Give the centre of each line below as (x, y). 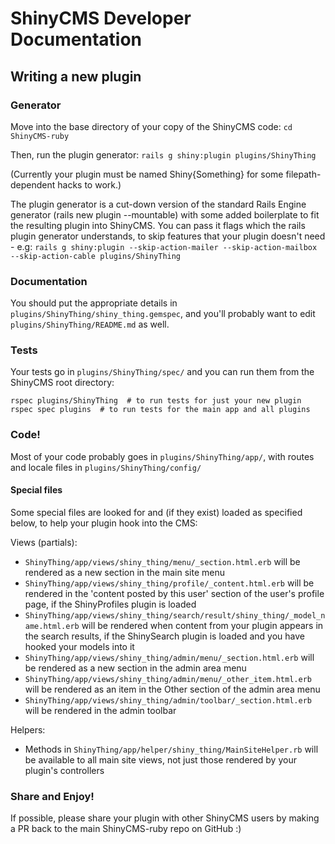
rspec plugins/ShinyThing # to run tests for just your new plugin (156, 401)
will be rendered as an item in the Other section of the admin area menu (172, 689)
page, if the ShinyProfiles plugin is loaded (110, 604)
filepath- (303, 174)
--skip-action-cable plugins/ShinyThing (96, 256)
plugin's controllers (64, 770)
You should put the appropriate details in (94, 303)
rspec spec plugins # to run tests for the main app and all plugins (160, 410)
